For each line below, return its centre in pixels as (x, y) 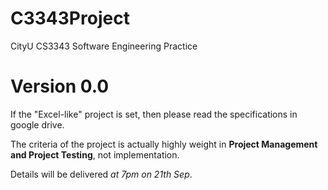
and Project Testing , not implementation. (95, 154)
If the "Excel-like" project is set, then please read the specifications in (154, 114)
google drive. (37, 124)
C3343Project (70, 18)
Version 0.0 (60, 86)
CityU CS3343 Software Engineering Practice (104, 46)
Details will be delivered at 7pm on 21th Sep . (101, 174)
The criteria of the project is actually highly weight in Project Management (164, 144)
